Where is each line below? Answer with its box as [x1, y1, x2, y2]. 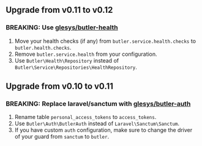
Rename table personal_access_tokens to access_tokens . [14, 113, 157, 121]
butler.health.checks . [14, 44, 72, 51]
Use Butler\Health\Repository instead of [14, 56, 119, 64]
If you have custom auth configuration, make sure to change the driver [14, 126, 193, 134]
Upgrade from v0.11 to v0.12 [6, 5, 113, 15]
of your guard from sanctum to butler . [14, 133, 110, 140]
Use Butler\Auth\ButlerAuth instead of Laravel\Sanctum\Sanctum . [14, 120, 180, 128]
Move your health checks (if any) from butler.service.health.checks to [14, 37, 196, 45]
